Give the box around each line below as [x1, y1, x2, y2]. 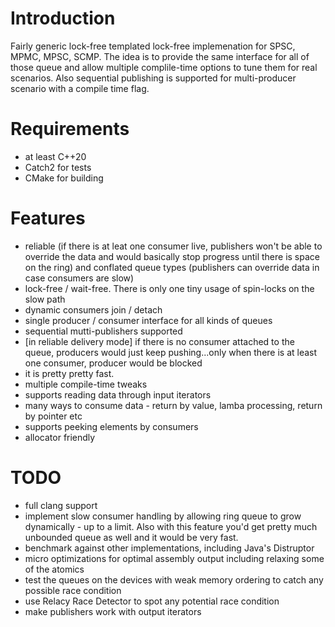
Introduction [10, 7, 116, 30]
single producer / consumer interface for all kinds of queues [24, 314, 273, 326]
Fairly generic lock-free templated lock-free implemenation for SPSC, [10, 40, 296, 52]
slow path [24, 293, 66, 305]
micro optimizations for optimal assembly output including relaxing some [24, 552, 325, 564]
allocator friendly [24, 431, 96, 443]
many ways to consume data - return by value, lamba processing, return [24, 399, 323, 411]
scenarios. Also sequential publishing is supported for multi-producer [10, 72, 297, 84]
